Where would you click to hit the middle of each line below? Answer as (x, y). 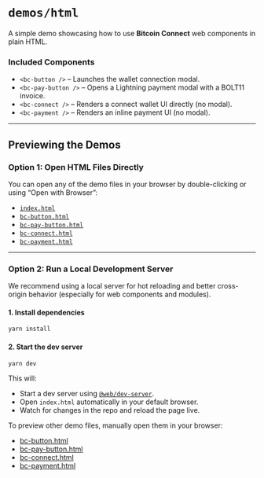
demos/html (44, 13)
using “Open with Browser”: (53, 192)
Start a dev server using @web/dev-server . (87, 394)
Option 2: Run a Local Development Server (91, 269)
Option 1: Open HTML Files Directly (76, 167)
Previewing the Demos (64, 144)
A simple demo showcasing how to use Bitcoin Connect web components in (132, 33)
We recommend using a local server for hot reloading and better (112, 286)
